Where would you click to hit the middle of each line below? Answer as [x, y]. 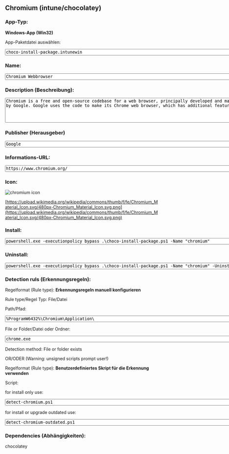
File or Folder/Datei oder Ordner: [38, 329]
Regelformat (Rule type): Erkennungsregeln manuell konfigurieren [73, 290]
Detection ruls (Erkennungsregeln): [48, 279]
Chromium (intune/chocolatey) [53, 8]
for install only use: [24, 392]
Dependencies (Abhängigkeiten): [46, 435]
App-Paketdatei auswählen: [33, 42]
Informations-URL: [28, 157]
